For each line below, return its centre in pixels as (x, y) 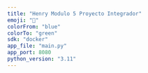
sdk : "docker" (28, 40)
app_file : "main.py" (37, 46)
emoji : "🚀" (23, 20)
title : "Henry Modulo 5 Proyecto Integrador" (74, 14)
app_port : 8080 (29, 53)
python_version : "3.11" (42, 59)
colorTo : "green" (32, 33)
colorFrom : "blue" (34, 26)
